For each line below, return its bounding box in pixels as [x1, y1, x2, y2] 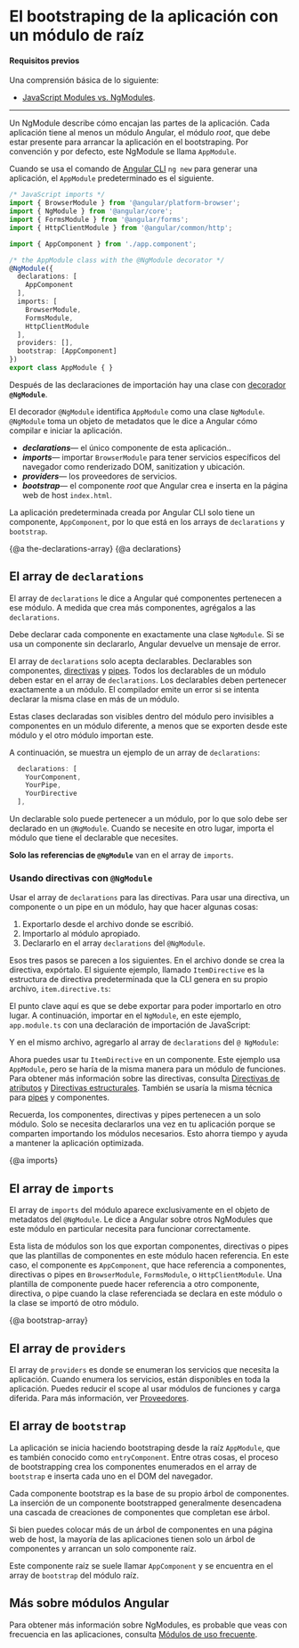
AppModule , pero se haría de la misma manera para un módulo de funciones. [9, 1063, 287, 1075]
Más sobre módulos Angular [9, 1595, 170, 1611]
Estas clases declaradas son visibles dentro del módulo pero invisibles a [9, 710, 274, 721]
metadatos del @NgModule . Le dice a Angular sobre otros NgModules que [9, 1214, 273, 1225]
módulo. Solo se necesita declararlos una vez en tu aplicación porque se [9, 1119, 276, 1129]
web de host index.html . [21, 489, 113, 500]
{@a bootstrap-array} [9, 1315, 89, 1325]
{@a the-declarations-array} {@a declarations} [9, 543, 182, 553]
